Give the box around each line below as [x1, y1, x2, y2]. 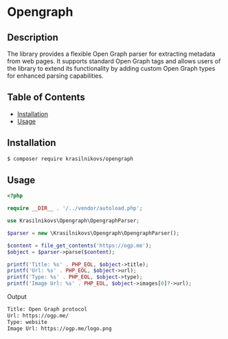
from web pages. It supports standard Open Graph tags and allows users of [7, 57, 221, 65]
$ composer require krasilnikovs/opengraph [7, 155, 134, 162]
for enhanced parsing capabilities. [7, 72, 104, 80]
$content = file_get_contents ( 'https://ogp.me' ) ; [7, 242, 152, 249]
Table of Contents [7, 91, 86, 103]
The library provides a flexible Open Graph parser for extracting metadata [7, 50, 216, 58]
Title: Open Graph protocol [7, 306, 88, 313]
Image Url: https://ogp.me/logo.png [7, 325, 112, 332]
